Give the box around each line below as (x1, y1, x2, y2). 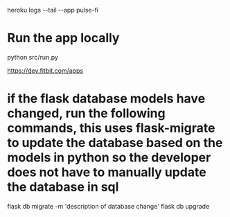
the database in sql (7, 180, 119, 195)
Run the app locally (7, 31, 120, 46)
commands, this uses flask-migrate (7, 121, 215, 136)
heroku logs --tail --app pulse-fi (7, 6, 99, 14)
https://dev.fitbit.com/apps (7, 66, 84, 75)
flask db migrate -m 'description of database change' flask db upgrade (7, 202, 210, 210)
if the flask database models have (7, 91, 206, 107)
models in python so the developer (7, 150, 211, 166)
